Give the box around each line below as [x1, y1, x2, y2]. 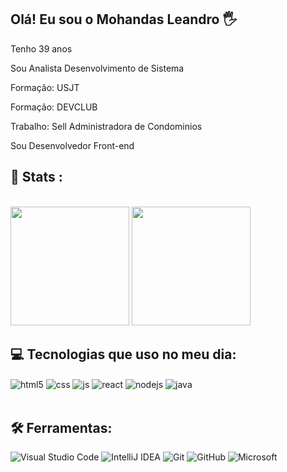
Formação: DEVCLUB [10, 101, 98, 113]
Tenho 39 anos [10, 42, 73, 55]
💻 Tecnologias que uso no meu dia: [10, 346, 237, 363]
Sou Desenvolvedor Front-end [10, 139, 135, 151]
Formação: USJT [10, 81, 80, 93]
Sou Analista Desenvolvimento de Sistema [10, 62, 185, 74]
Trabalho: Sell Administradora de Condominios [10, 120, 203, 132]
